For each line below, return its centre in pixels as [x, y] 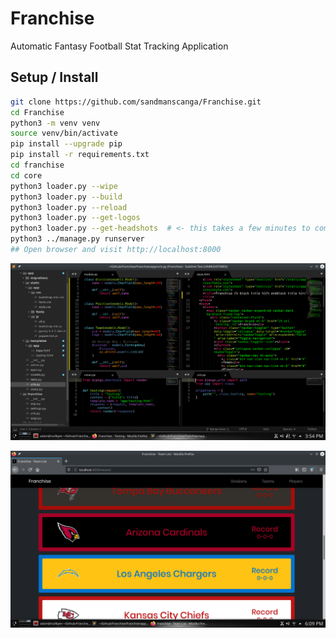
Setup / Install [54, 77]
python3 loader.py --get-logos [75, 218]
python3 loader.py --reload [69, 207]
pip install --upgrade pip [66, 144]
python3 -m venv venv [55, 123]
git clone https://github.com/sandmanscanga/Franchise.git [136, 102]
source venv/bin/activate [64, 133]
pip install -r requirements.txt [80, 155]
